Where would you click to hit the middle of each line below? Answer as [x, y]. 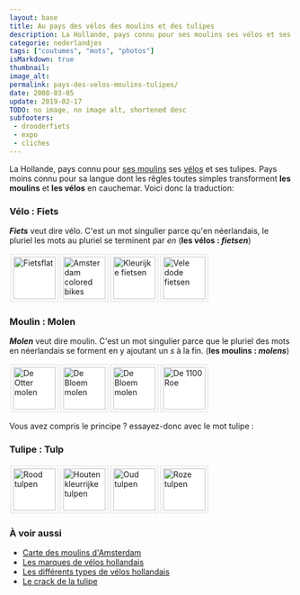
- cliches [31, 143]
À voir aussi [36, 533]
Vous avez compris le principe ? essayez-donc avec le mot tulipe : [132, 426]
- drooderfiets [41, 127]
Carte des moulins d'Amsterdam [82, 552]
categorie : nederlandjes [56, 43]
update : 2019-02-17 [46, 101]
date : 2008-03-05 [42, 93]
